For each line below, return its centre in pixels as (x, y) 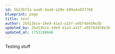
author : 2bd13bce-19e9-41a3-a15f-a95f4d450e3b (53, 23)
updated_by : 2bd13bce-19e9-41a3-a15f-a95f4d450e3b (58, 28)
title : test (17, 19)
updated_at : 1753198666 (29, 32)
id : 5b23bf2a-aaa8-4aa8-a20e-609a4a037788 (49, 10)
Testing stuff (18, 46)
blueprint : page (22, 14)
